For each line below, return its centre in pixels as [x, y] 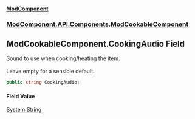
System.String [24, 110]
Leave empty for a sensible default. [51, 71]
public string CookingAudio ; [43, 83]
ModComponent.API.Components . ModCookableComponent [97, 24]
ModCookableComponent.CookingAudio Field [96, 43]
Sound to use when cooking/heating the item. [63, 58]
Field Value [21, 96]
